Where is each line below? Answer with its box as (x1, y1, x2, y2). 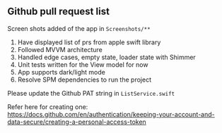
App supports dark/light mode (17, 68, 106, 76)
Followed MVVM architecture (17, 45, 103, 53)
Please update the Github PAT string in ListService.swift (7, 89, 175, 97)
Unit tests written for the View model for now (17, 60, 148, 69)
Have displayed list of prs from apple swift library (17, 38, 161, 46)
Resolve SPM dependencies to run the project (17, 75, 152, 84)
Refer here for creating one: (7, 102, 88, 111)
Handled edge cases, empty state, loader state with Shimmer (17, 53, 196, 61)
